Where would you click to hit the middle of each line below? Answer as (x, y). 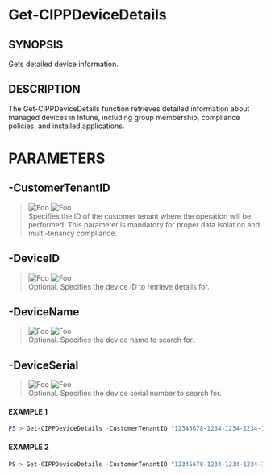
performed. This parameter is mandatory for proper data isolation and (144, 224)
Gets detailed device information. (64, 64)
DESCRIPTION (44, 89)
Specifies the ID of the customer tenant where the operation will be (140, 216)
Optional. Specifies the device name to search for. (111, 340)
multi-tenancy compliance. (73, 233)
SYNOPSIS (36, 45)
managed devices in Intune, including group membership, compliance (124, 117)
